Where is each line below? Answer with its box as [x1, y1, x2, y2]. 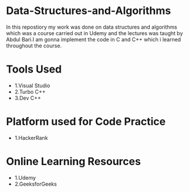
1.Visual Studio [14, 82, 50, 89]
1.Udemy [14, 174, 36, 181]
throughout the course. [6, 42, 62, 49]
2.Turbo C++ [14, 88, 46, 95]
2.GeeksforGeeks [14, 180, 57, 187]
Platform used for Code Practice [6, 115, 166, 128]
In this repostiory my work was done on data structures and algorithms [6, 23, 177, 30]
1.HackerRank [14, 134, 48, 141]
